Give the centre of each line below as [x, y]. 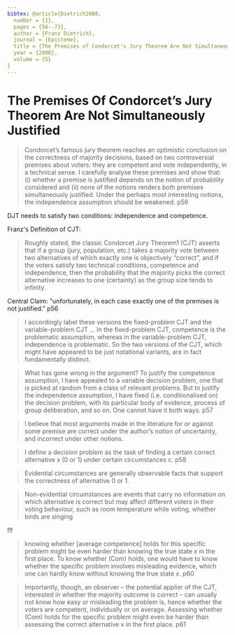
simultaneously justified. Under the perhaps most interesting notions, [124, 194]
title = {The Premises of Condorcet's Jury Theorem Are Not [103, 46]
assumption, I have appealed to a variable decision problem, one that [124, 380]
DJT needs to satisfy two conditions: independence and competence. [108, 215]
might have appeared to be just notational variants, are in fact [113, 352]
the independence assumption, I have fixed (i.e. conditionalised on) [121, 395]
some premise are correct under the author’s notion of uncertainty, [120, 431]
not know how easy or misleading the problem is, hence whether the [123, 602]
